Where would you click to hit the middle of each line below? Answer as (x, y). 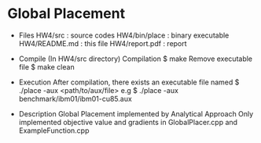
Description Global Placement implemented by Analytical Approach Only (136, 113)
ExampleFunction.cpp (54, 130)
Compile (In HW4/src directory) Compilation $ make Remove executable (136, 59)
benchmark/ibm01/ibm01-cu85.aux (75, 98)
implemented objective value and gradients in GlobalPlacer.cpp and (128, 122)
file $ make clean (47, 66)
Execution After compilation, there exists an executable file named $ (129, 82)
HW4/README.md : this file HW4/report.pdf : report (103, 43)
